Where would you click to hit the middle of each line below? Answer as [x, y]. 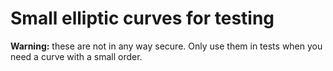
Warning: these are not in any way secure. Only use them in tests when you [166, 46]
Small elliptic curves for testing [142, 18]
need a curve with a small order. [76, 56]
